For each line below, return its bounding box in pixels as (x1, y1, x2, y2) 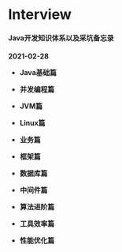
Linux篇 (19, 118, 46, 128)
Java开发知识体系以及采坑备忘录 (8, 33, 114, 43)
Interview (8, 6, 72, 24)
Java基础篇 (19, 68, 57, 77)
